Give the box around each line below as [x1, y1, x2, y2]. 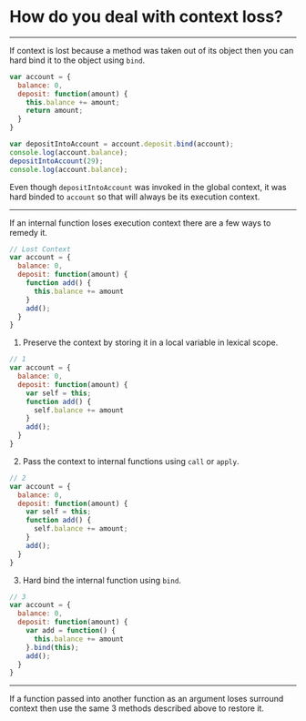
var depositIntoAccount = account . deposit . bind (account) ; [9, 139, 234, 149]
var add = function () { [25, 626, 117, 635]
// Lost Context [9, 244, 71, 254]
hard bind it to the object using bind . [9, 55, 146, 66]
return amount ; [25, 107, 84, 116]
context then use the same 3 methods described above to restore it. [9, 703, 264, 714]
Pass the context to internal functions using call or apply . [22, 455, 240, 466]
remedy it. [9, 227, 48, 238]
